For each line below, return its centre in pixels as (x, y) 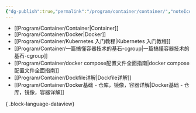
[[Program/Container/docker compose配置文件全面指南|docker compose (102, 63)
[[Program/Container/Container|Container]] (66, 28)
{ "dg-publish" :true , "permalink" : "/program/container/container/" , (88, 11)
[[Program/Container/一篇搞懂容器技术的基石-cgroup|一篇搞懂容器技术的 (102, 48)
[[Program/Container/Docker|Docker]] (60, 34)
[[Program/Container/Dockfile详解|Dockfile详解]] (73, 77)
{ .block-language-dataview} (40, 104)
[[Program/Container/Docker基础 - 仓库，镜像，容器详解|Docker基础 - (98, 84)
